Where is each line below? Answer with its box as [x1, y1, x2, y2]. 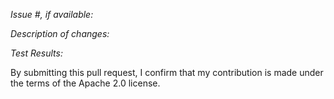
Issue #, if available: [10, 9, 94, 20]
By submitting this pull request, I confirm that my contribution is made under [10, 67, 324, 78]
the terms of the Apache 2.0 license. [10, 77, 161, 89]
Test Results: [10, 47, 63, 59]
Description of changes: [10, 28, 110, 39]
